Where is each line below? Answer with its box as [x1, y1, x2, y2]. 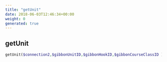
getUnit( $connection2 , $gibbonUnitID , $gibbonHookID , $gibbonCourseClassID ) [5, 52, 164, 57]
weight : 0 [5, 16, 26, 21]
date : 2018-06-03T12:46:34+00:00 [5, 12, 75, 17]
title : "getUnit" [5, 7, 41, 12]
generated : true [5, 21, 39, 26]
